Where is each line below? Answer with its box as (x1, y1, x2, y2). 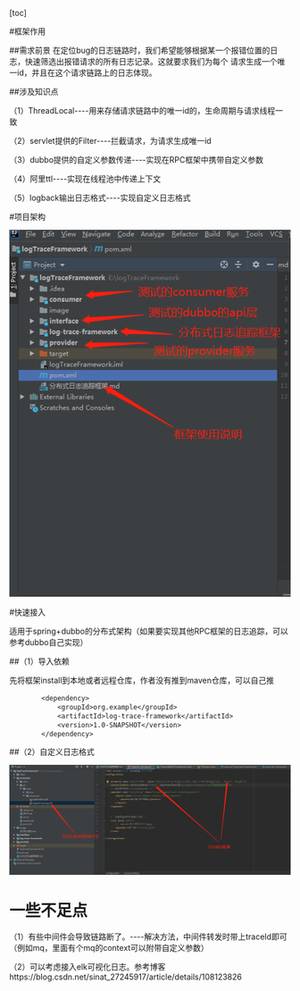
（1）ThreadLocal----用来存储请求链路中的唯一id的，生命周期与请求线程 (9, 105, 276, 115)
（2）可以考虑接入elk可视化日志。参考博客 (9, 962, 166, 972)
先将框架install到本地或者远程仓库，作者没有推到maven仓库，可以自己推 (9, 675, 275, 686)
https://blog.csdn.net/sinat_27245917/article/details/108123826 (9, 971, 243, 982)
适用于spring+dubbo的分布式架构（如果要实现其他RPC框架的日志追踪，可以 (9, 626, 288, 637)
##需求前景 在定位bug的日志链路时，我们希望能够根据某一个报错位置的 (9, 45, 271, 55)
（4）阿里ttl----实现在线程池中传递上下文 (9, 173, 162, 184)
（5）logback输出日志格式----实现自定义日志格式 (9, 192, 191, 203)
